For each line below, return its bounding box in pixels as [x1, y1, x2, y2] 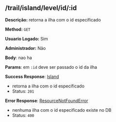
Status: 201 [12, 88, 34, 94]
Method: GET [5, 26, 31, 32]
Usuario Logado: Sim [5, 36, 48, 41]
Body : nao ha [5, 55, 32, 61]
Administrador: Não [5, 45, 46, 51]
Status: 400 [12, 112, 34, 118]
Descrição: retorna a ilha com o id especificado [5, 17, 101, 22]
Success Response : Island [5, 73, 59, 80]
